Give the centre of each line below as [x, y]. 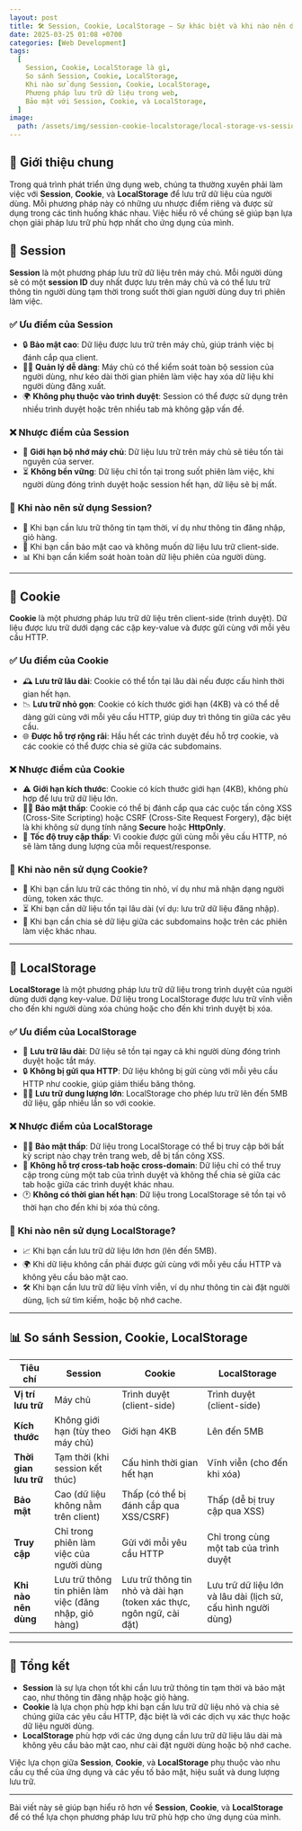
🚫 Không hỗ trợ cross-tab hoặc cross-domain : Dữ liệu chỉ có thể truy [151, 1165]
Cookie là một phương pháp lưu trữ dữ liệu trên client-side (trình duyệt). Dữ [148, 618]
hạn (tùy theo [82, 1431]
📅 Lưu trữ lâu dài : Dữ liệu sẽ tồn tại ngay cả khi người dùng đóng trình [151, 1052]
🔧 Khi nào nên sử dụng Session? [81, 508]
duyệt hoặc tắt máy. [59, 1061]
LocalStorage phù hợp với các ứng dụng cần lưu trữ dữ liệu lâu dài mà [152, 1735]
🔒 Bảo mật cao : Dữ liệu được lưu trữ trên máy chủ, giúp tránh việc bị [148, 344]
